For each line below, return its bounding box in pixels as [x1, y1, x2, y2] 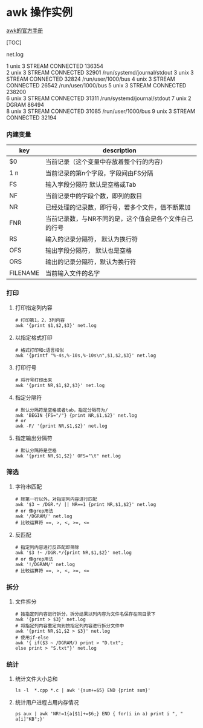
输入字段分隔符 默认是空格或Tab [45, 180, 137, 189]
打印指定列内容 [14, 304, 53, 311]
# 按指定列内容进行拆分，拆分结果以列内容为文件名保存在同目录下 [14, 611, 156, 618]
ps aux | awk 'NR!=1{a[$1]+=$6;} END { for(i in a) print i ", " [14, 711, 183, 717]
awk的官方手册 [6, 27, 43, 34]
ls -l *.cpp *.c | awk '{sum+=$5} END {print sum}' [14, 687, 151, 693]
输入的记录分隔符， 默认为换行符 [45, 235, 138, 243]
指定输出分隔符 [14, 434, 53, 442]
